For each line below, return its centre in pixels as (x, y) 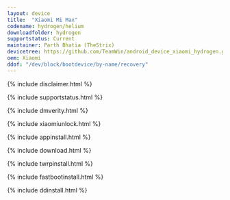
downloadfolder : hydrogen (44, 33)
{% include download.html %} (49, 150)
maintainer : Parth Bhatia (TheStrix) (61, 45)
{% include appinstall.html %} (49, 137)
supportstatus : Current (41, 39)
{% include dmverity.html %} (48, 110)
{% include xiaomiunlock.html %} (54, 123)
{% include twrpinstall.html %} (50, 163)
